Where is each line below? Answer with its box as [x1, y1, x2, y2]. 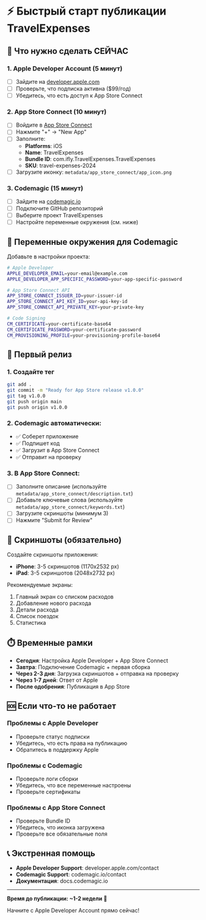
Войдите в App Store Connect [15, 121, 92, 129]
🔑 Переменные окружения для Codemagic [7, 236, 178, 247]
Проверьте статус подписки [15, 733, 90, 740]
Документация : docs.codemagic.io [15, 877, 109, 884]
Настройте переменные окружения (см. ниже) [15, 219, 139, 226]
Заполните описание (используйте [15, 483, 107, 490]
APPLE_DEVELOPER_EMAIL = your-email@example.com [7, 270, 128, 277]
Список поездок [15, 613, 59, 620]
